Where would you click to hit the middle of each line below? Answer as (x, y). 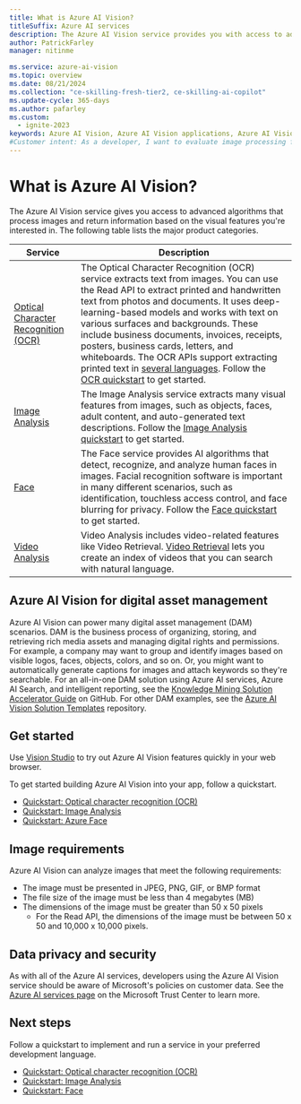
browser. (26, 767)
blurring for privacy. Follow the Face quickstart (179, 509)
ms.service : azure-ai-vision (64, 67)
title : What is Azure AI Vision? (72, 17)
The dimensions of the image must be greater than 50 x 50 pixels (142, 907)
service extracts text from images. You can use (179, 279)
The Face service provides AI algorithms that (175, 453)
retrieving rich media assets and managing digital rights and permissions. (144, 641)
